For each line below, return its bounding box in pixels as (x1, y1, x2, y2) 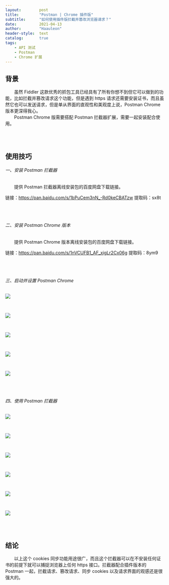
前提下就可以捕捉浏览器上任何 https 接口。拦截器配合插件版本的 (14, 562, 147, 568)
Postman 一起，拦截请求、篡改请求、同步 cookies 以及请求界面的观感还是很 (5, 568, 163, 574)
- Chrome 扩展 (14, 54, 42, 60)
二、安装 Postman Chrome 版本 (5, 222, 71, 228)
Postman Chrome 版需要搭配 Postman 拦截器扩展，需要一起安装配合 (14, 114, 156, 121)
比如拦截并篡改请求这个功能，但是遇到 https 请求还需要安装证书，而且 (14, 95, 160, 101)
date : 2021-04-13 (5, 21, 62, 27)
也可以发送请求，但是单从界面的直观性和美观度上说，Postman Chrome (14, 102, 160, 108)
